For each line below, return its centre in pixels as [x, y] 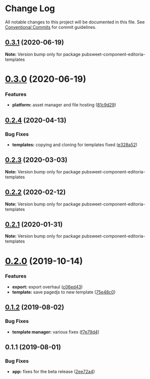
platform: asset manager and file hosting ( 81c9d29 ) [64, 105]
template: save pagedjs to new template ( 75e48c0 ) [64, 292]
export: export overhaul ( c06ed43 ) [47, 287]
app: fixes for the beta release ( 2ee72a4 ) [53, 372]
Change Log [30, 9]
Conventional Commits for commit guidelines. [51, 27]
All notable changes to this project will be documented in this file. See [75, 22]
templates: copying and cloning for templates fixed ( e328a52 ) [75, 145]
